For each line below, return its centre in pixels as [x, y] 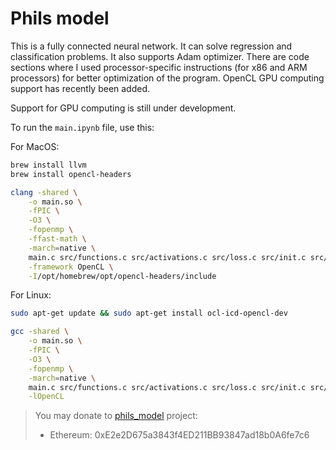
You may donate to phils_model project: [116, 416]
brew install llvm [48, 165]
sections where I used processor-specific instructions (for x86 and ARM [159, 67]
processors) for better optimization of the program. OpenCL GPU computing [167, 78]
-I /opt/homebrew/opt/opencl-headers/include [122, 276]
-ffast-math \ [57, 239]
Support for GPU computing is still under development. [123, 108]
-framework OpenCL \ [71, 267]
